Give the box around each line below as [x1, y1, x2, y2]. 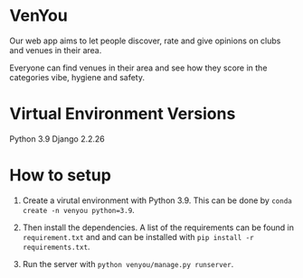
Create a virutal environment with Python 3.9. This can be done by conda [22, 195, 292, 206]
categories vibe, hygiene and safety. [9, 71, 145, 82]
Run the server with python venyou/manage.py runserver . [22, 258, 234, 269]
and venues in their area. [9, 44, 102, 55]
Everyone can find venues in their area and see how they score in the [9, 62, 268, 73]
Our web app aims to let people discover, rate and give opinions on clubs [9, 35, 281, 46]
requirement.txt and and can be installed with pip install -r [22, 231, 255, 242]
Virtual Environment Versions [9, 104, 236, 125]
